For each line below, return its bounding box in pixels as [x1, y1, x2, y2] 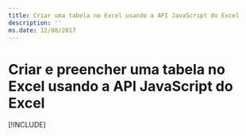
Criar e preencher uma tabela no [8, 60, 226, 78]
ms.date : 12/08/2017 [8, 26, 77, 34]
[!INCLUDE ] [8, 120, 46, 130]
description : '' [8, 19, 62, 27]
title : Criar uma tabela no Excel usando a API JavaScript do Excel [8, 11, 240, 20]
